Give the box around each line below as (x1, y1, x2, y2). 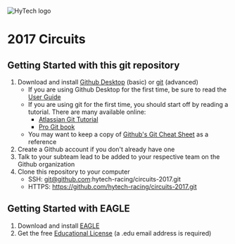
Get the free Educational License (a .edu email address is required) (17, 229, 212, 237)
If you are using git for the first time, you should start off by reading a (27, 101, 229, 108)
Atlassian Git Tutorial (38, 115, 99, 123)
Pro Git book (38, 123, 75, 131)
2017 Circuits (7, 32, 86, 47)
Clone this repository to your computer (17, 167, 130, 176)
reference (27, 138, 57, 146)
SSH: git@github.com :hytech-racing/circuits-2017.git (27, 175, 182, 183)
